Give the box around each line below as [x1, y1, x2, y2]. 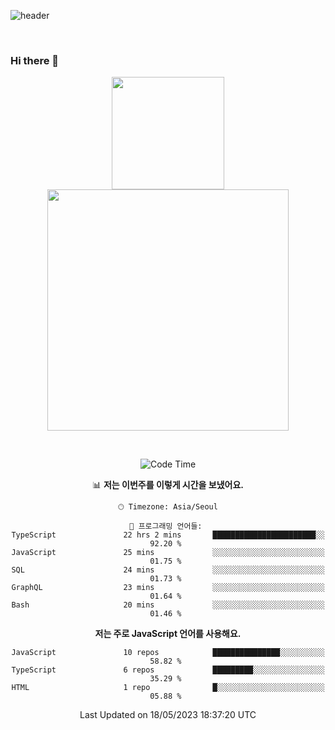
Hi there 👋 [10, 53, 60, 67]
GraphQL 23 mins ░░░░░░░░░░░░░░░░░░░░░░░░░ [11, 583, 325, 593]
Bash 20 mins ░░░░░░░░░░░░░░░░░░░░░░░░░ [11, 600, 325, 610]
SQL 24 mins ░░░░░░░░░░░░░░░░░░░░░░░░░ [11, 565, 325, 575]
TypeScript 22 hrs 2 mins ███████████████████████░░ [11, 530, 325, 540]
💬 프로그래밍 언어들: [129, 521, 203, 532]
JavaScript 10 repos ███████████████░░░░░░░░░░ [11, 648, 325, 658]
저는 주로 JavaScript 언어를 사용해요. [94, 628, 242, 640]
